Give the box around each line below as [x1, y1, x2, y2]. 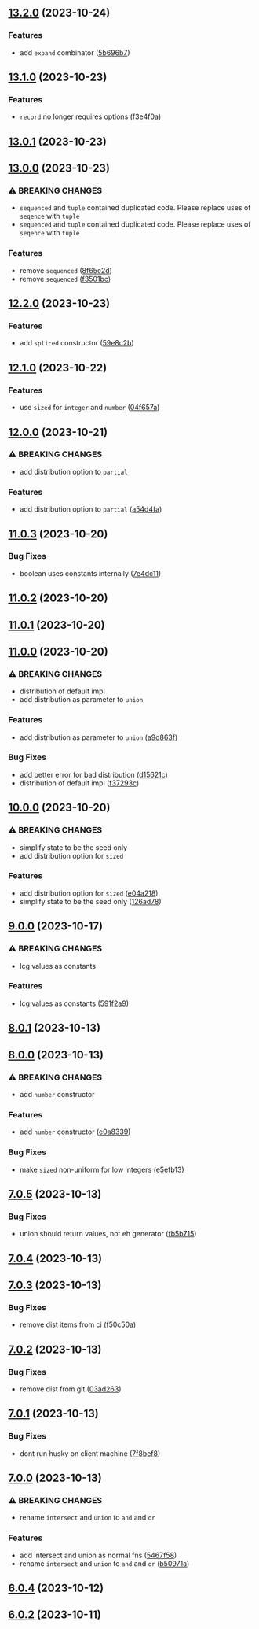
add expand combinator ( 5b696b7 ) [19, 47, 131, 57]
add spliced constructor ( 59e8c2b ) [19, 338, 135, 348]
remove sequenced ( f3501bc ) [19, 274, 111, 283]
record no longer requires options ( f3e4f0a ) [19, 112, 162, 121]
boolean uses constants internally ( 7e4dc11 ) [19, 568, 162, 578]
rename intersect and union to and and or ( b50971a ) [19, 1558, 190, 1568]
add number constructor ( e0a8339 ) [19, 1127, 131, 1136]
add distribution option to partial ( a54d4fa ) [19, 504, 162, 514]
